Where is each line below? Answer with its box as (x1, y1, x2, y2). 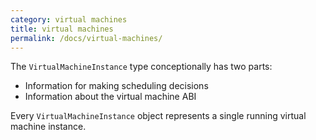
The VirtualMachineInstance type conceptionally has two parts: (10, 61, 273, 73)
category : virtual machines (10, 14, 128, 25)
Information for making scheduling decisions (24, 80, 209, 92)
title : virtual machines (10, 24, 114, 34)
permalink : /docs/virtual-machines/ (10, 33, 163, 43)
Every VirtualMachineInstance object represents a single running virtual (10, 110, 307, 122)
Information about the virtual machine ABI (24, 91, 197, 103)
